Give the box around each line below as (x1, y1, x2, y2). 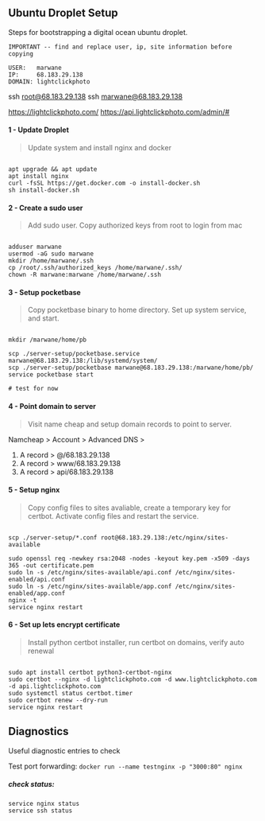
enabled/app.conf (8, 589, 66, 597)
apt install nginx (8, 173, 69, 181)
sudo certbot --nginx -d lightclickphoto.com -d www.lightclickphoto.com (8, 675, 258, 683)
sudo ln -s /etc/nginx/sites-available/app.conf (8, 582, 172, 590)
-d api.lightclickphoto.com (8, 683, 102, 691)
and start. (27, 313, 60, 323)
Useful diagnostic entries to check (8, 745, 121, 755)
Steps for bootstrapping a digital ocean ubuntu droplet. (8, 27, 188, 37)
